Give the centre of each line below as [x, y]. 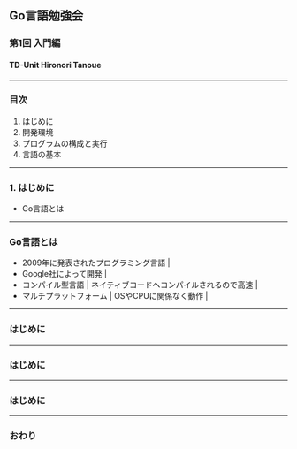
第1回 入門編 [35, 43]
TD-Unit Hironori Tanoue [55, 65]
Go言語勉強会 [46, 16]
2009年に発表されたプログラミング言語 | [96, 263]
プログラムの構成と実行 [65, 143]
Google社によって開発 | [65, 274]
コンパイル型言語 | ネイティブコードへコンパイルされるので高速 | [140, 285]
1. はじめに [32, 187]
